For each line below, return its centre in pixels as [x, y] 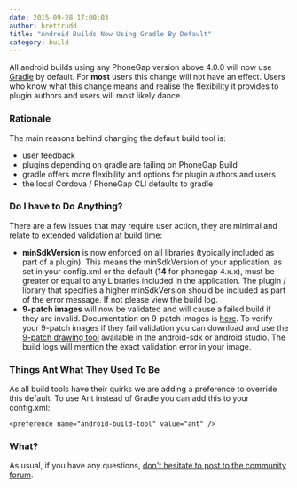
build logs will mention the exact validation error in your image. [137, 346]
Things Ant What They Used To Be [85, 369]
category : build [39, 42]
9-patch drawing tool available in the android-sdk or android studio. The [154, 337]
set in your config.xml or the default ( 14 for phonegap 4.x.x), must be [148, 271]
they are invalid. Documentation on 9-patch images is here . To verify [147, 318]
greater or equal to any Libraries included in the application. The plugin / [154, 280]
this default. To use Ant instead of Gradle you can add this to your [129, 398]
